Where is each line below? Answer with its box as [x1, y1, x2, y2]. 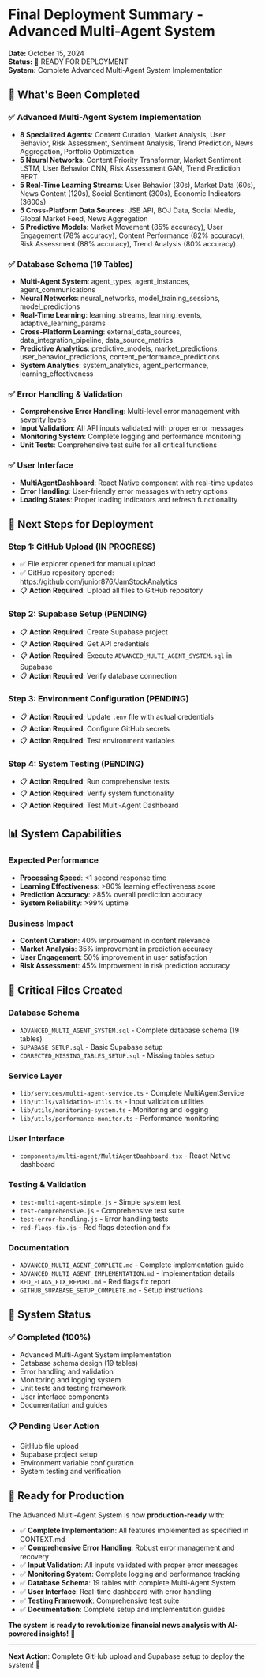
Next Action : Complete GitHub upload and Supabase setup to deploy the [8, 1651, 246, 1660]
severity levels [19, 415, 67, 424]
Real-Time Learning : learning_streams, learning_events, [19, 310, 203, 319]
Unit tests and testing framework [19, 1383, 126, 1393]
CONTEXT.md [19, 1534, 65, 1544]
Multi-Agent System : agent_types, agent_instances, [19, 276, 191, 286]
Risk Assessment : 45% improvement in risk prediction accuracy [19, 961, 230, 971]
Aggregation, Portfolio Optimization [19, 146, 135, 156]
